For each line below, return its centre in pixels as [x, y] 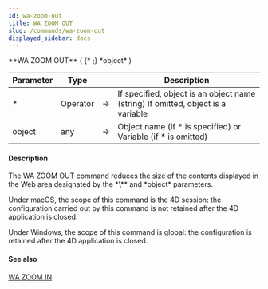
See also [23, 259]
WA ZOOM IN [30, 277]
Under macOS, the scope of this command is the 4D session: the [115, 200]
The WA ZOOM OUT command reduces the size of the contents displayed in [134, 176]
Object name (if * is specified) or [179, 127]
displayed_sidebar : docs [49, 38]
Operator [77, 104]
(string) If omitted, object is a [171, 104]
